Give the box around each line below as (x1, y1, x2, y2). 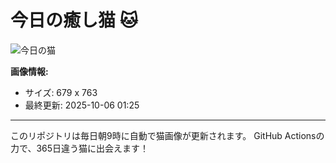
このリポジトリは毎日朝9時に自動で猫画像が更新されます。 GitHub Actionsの (10, 129, 325, 141)
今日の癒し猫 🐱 (10, 9, 138, 32)
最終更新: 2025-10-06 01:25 (24, 99, 140, 111)
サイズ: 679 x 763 (24, 86, 98, 98)
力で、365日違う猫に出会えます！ (10, 142, 150, 154)
